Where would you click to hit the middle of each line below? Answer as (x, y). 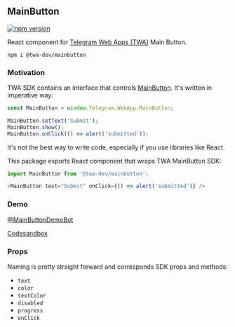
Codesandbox (27, 233)
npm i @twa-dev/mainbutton (47, 55)
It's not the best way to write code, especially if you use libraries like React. (116, 147)
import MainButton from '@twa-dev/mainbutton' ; (78, 174)
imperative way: (31, 95)
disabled (30, 303)
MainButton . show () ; (36, 127)
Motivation (26, 72)
